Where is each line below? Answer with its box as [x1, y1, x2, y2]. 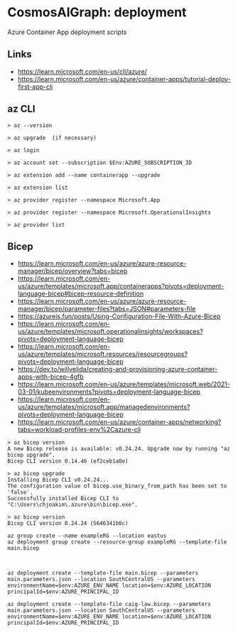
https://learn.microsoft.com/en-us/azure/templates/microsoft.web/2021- [17, 380, 231, 389]
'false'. [7, 489, 33, 496]
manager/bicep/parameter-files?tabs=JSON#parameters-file [17, 305, 196, 313]
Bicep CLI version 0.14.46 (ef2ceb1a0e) [7, 458, 129, 465]
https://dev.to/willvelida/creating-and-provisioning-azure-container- [17, 365, 218, 374]
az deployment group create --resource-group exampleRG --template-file [7, 539, 227, 546]
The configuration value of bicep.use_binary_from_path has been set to [7, 482, 227, 490]
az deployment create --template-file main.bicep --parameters [7, 570, 199, 577]
